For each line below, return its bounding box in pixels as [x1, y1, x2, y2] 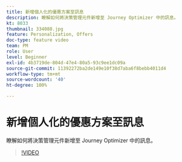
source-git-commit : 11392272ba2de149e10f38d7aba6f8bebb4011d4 [6, 65, 166, 72]
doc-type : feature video [6, 37, 69, 43]
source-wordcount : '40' [6, 76, 67, 83]
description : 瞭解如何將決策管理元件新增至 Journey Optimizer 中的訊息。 [6, 15, 179, 21]
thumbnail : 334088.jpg [6, 25, 63, 32]
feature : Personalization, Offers [6, 32, 94, 38]
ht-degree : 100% [6, 83, 47, 89]
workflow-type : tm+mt [6, 71, 61, 77]
